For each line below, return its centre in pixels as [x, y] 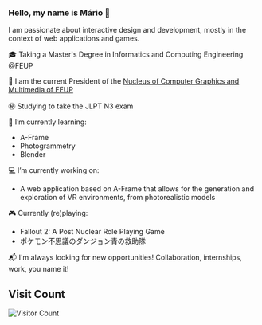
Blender [33, 155]
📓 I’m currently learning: [48, 122]
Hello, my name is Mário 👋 [59, 13]
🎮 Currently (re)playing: [48, 213]
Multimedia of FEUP [41, 90]
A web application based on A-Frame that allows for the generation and [137, 189]
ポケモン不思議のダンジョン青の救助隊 [82, 241]
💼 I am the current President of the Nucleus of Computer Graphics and [124, 81]
